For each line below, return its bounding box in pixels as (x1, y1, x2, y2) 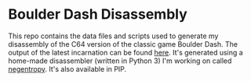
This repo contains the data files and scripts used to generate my (8, 31, 219, 40)
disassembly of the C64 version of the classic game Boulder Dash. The (8, 39, 238, 48)
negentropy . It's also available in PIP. (8, 64, 127, 73)
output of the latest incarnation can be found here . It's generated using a (8, 48, 243, 57)
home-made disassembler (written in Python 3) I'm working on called (8, 56, 232, 65)
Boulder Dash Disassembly (8, 5, 188, 23)
